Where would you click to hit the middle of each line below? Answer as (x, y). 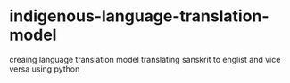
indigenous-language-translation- (139, 16)
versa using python (45, 69)
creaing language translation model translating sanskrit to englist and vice (145, 59)
